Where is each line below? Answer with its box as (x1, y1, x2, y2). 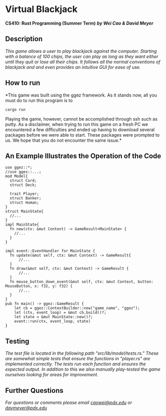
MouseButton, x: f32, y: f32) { (5, 284, 73, 289)
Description (5, 35, 43, 43)
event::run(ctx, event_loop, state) (14, 319, 91, 324)
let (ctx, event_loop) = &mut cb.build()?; (14, 310, 107, 315)
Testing (5, 337, 30, 345)
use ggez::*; (5, 165, 33, 170)
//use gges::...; (5, 169, 42, 174)
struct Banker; (10, 196, 42, 201)
